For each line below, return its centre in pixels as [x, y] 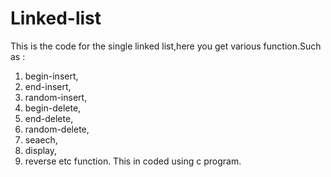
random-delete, [57, 129]
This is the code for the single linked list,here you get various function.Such [166, 46]
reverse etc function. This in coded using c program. [133, 161]
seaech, [41, 139]
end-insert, [48, 86]
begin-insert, [51, 76]
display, [41, 150]
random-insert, [56, 97]
